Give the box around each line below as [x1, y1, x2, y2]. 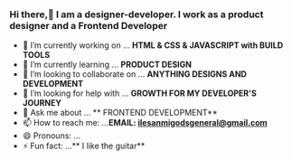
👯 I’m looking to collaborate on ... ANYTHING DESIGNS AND [22, 69, 247, 80]
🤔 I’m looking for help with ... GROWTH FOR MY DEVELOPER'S [22, 88, 258, 99]
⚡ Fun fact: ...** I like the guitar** [22, 140, 146, 152]
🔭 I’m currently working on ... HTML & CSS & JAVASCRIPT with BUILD [22, 40, 284, 51]
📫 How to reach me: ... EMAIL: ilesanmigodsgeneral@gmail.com [22, 118, 268, 128]
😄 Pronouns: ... [22, 130, 81, 141]
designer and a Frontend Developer [9, 19, 168, 32]
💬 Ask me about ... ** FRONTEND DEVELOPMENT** [22, 108, 219, 118]
